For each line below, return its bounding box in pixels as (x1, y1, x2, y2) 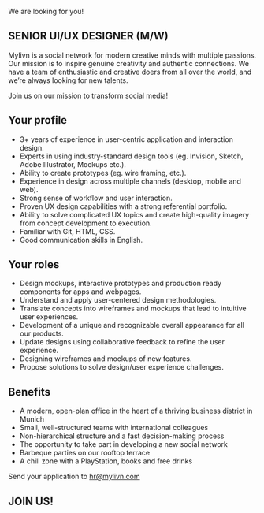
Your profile (8, 113, 68, 127)
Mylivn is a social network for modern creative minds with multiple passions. (8, 50, 257, 60)
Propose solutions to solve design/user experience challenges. (19, 362, 225, 372)
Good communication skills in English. (19, 235, 143, 244)
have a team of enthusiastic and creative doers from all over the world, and (8, 67, 252, 76)
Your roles (8, 258, 60, 271)
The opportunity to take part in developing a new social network (19, 440, 229, 449)
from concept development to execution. (19, 218, 152, 228)
